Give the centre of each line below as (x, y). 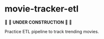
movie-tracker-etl (42, 9)
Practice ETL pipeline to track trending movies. (52, 31)
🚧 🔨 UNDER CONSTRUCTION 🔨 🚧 (38, 22)
